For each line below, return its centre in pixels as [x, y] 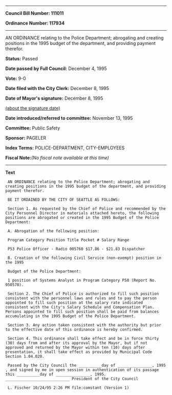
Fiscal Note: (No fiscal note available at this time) [57, 158]
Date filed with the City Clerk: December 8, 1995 [57, 88]
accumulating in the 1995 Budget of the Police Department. [71, 316]
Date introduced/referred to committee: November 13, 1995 [69, 118]
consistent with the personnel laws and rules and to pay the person [81, 298]
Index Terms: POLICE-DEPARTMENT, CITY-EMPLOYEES [65, 148]
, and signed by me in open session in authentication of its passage [82, 370]
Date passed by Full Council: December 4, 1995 [56, 69]
